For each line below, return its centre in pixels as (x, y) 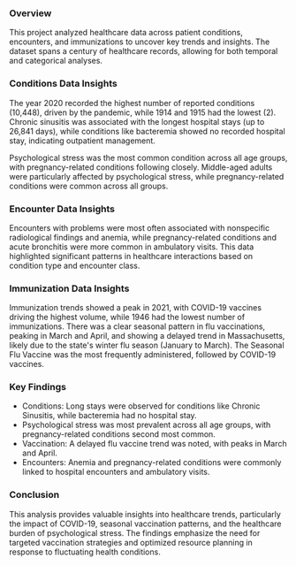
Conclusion (34, 495)
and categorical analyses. (56, 61)
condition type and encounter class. (75, 265)
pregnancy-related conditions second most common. (119, 434)
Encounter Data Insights (62, 209)
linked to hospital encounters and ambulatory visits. (116, 472)
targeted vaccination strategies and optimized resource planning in (131, 542)
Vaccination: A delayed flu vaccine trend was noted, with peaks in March (154, 444)
